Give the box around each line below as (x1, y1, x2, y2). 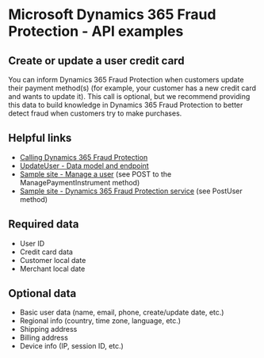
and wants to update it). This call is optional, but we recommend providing (8, 92, 251, 101)
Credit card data (19, 247, 74, 257)
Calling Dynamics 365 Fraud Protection (19, 152, 148, 162)
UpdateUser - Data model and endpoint (19, 161, 149, 170)
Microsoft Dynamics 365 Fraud (8, 6, 216, 24)
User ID (19, 238, 45, 248)
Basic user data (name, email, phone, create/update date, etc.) (19, 307, 224, 318)
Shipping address (19, 325, 78, 334)
